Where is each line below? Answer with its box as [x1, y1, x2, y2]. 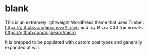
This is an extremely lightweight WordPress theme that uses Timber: [5, 19, 145, 25]
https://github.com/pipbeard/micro [5, 29, 76, 35]
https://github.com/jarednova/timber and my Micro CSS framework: [5, 24, 143, 30]
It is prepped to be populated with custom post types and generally [5, 39, 143, 45]
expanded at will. [5, 44, 40, 50]
